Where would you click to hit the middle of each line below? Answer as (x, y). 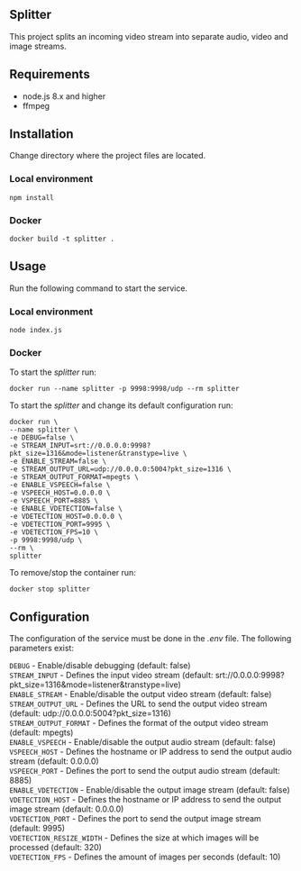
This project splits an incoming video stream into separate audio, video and (149, 36)
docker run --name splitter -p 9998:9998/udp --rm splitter (125, 389)
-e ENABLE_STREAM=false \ (58, 462)
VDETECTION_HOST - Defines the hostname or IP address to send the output (146, 800)
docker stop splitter (50, 589)
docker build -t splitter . (62, 239)
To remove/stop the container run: (73, 573)
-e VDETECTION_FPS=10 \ (54, 532)
